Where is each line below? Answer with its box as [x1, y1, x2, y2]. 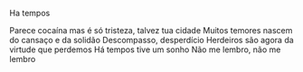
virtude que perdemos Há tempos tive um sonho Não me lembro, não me [9, 44, 281, 55]
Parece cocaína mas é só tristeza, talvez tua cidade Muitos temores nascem [9, 25, 293, 35]
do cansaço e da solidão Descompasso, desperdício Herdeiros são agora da [9, 35, 294, 45]
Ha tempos [9, 8, 51, 18]
